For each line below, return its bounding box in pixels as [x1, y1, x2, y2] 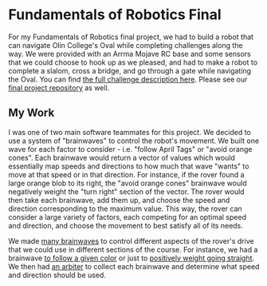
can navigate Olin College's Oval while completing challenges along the [8, 40, 243, 50]
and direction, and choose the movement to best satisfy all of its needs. [8, 220, 243, 230]
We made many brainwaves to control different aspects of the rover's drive [8, 236, 254, 245]
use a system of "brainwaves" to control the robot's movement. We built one [8, 136, 260, 145]
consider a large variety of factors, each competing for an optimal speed [8, 212, 247, 221]
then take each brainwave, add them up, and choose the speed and [8, 195, 230, 205]
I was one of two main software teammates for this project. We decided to [8, 127, 251, 137]
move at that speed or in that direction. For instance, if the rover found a [8, 169, 245, 179]
